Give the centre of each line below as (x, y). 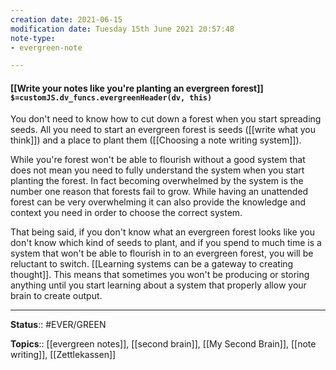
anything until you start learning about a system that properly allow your (158, 285)
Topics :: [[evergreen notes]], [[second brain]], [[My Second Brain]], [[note (163, 344)
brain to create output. (56, 296)
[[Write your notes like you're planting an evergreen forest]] (137, 88)
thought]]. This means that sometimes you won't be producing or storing (160, 275)
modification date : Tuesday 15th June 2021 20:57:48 (122, 29)
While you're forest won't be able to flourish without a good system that (158, 160)
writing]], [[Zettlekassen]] (63, 355)
